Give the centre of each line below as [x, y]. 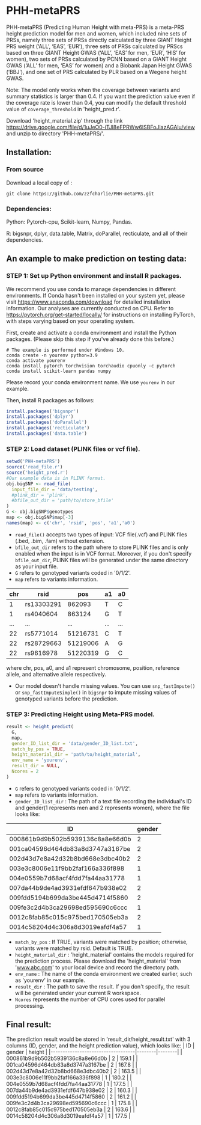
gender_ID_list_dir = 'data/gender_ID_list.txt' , [75, 743]
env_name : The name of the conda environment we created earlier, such [103, 973]
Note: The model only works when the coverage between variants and [93, 90]
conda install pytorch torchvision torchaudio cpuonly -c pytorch [91, 366]
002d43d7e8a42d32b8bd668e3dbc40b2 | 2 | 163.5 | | [74, 1071]
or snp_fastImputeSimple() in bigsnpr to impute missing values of [96, 692]
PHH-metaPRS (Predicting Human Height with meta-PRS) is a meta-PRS [95, 27]
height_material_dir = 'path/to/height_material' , [76, 755]
